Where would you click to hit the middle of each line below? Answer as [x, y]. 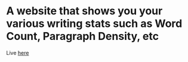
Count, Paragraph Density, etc [83, 36]
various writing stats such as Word [94, 24]
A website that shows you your [84, 11]
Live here [18, 52]
